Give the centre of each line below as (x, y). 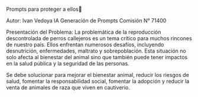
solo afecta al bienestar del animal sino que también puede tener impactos (97, 57)
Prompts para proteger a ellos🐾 (44, 9)
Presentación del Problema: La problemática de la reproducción (84, 32)
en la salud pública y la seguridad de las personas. (68, 63)
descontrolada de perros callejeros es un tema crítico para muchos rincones (99, 38)
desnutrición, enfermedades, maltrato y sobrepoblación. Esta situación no (96, 51)
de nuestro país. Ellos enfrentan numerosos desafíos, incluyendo (85, 45)
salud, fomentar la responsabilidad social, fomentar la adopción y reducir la (98, 81)
